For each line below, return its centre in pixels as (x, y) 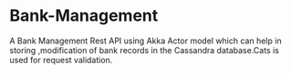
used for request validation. (61, 60)
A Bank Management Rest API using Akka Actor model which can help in (145, 41)
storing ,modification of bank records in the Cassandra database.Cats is (145, 50)
